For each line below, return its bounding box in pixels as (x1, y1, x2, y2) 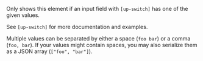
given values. (6, 11, 40, 19)
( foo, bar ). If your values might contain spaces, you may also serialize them (6, 42, 198, 48)
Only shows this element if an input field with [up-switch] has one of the (6, 5, 188, 12)
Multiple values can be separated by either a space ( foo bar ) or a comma (6, 35, 191, 42)
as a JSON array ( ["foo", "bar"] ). (6, 48, 93, 55)
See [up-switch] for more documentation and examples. (6, 24, 148, 30)
